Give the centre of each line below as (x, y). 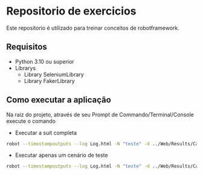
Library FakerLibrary (50, 81)
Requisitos (27, 47)
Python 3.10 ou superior (44, 61)
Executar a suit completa (46, 133)
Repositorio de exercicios (72, 11)
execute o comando (31, 121)
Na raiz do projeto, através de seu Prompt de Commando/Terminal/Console (100, 114)
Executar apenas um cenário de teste (61, 155)
